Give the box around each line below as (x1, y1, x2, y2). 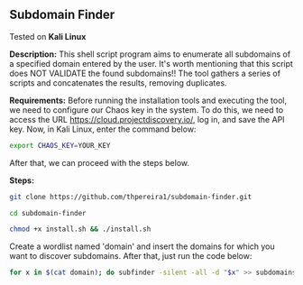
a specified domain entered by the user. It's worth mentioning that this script (9, 58, 293, 69)
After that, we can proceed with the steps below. (9, 157, 190, 168)
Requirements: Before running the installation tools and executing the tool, (9, 95, 287, 106)
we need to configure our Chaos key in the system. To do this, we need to (9, 104, 284, 115)
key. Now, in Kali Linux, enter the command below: (9, 124, 197, 134)
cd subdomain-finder (9, 208, 87, 217)
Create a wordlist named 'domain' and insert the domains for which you (9, 241, 275, 252)
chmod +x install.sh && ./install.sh (9, 225, 151, 234)
